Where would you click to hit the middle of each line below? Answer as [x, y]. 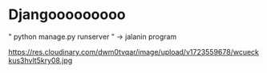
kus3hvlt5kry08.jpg [40, 60]
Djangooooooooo [67, 15]
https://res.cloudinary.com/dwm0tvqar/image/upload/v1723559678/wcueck [133, 52]
